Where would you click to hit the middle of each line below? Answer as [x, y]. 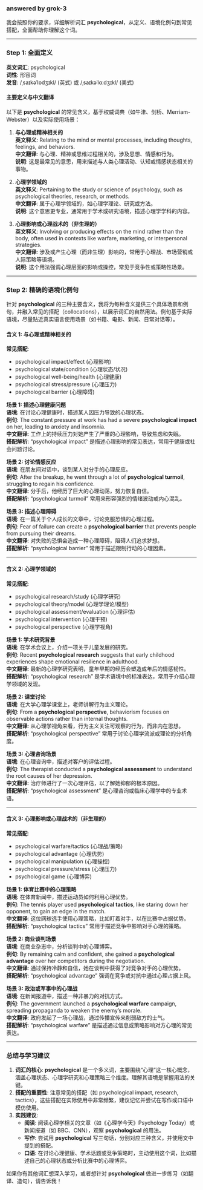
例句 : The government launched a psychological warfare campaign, [92, 1004]
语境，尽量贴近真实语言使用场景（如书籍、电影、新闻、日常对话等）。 [92, 320]
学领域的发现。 [25, 684]
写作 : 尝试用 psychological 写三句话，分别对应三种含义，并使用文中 [109, 1138]
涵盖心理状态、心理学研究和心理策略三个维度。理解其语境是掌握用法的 [102, 1077]
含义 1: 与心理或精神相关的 [39, 334]
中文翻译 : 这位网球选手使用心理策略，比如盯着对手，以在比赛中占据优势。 [98, 918]
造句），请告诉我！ [39, 1181]
